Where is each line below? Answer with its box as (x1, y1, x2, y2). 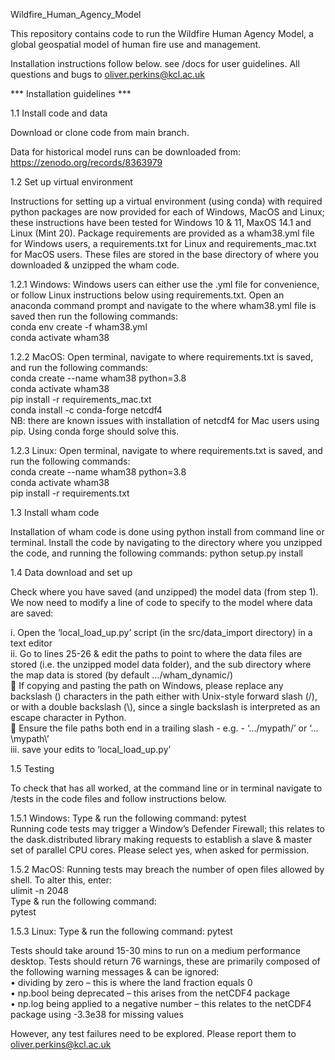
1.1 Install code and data (10, 107, 108, 119)
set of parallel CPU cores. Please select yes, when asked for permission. (10, 844, 310, 856)
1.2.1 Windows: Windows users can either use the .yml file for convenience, (10, 279, 320, 290)
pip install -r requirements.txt (10, 487, 130, 499)
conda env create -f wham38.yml (10, 321, 148, 333)
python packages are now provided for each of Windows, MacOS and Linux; (10, 206, 325, 218)
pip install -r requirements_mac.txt (10, 394, 152, 405)
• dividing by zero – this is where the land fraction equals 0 (10, 977, 253, 988)
